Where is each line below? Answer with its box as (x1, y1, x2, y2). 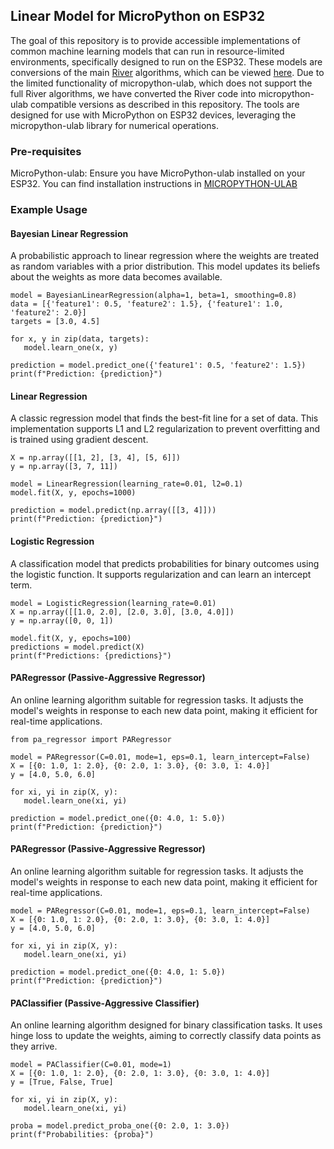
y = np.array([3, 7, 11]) (10, 462, 118, 472)
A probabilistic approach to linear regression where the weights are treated (10, 250, 320, 262)
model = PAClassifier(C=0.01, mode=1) (10, 1060, 172, 1070)
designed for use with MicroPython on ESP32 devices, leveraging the (10, 109, 297, 121)
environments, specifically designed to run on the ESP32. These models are (10, 55, 323, 68)
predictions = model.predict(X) (10, 642, 145, 652)
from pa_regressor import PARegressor (10, 734, 172, 744)
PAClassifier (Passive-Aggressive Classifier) (10, 997, 200, 1009)
